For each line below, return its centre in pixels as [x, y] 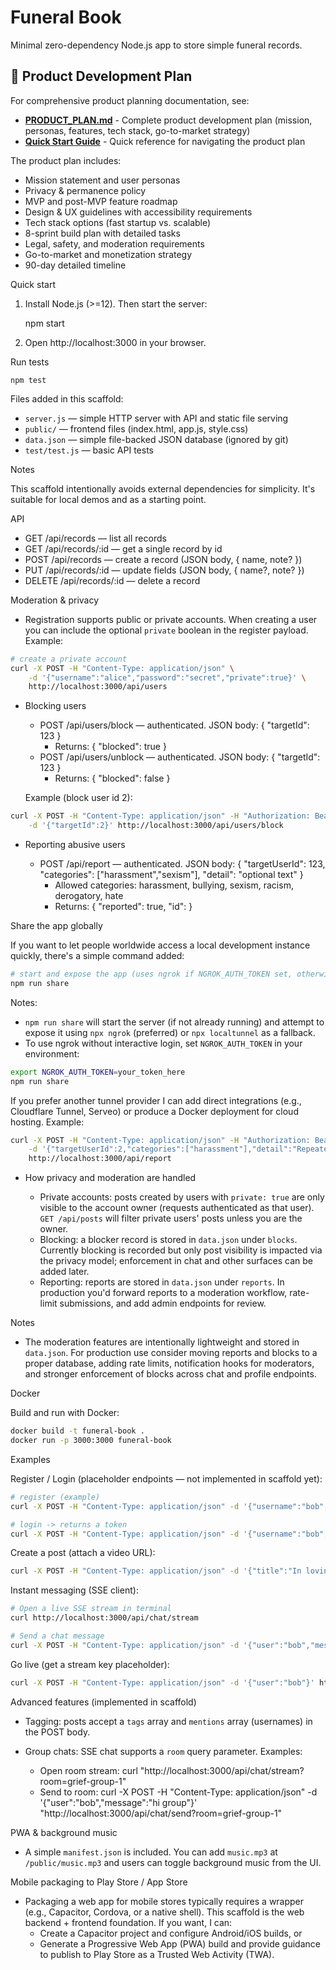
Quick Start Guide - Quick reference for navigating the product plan [165, 141]
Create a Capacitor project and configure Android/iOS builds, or [171, 1933]
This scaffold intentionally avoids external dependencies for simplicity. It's [163, 488]
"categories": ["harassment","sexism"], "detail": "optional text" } [171, 874]
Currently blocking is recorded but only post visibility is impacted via [181, 1250]
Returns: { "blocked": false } [112, 778]
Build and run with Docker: [65, 1413]
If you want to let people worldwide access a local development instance [160, 945]
